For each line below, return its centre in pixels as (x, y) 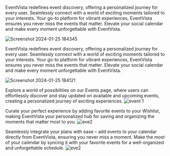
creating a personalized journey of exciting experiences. (64, 101)
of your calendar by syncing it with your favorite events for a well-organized (84, 142)
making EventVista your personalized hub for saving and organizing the (80, 116)
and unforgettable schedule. (35, 148)
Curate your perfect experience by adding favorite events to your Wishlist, (83, 111)
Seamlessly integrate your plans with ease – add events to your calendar (81, 132)
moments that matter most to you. (41, 122)
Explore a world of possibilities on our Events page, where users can (77, 90)
